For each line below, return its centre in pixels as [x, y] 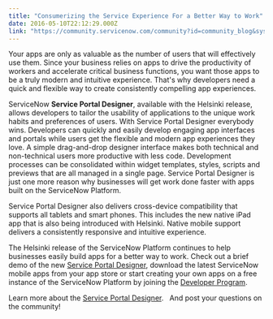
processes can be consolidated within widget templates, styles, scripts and [134, 165]
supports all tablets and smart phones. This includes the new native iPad [130, 215]
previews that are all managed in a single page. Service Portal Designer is [132, 173]
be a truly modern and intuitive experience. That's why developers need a [132, 80]
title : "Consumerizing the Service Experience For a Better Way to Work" [136, 16]
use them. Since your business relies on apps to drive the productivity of [130, 63]
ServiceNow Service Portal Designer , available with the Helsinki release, [131, 104]
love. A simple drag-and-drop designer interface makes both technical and [134, 148]
